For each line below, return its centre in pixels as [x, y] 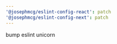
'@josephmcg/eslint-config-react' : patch [58, 12]
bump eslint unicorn [30, 34]
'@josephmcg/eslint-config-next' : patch [57, 17]
